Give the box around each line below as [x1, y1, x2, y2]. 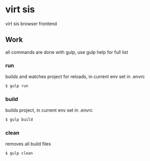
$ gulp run [5, 84, 29, 89]
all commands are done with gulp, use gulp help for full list [5, 49, 129, 55]
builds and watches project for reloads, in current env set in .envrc [5, 73, 145, 80]
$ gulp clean [5, 151, 33, 156]
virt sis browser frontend [5, 21, 57, 27]
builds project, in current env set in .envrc [5, 107, 93, 113]
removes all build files [5, 141, 51, 147]
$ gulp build [5, 117, 33, 123]
